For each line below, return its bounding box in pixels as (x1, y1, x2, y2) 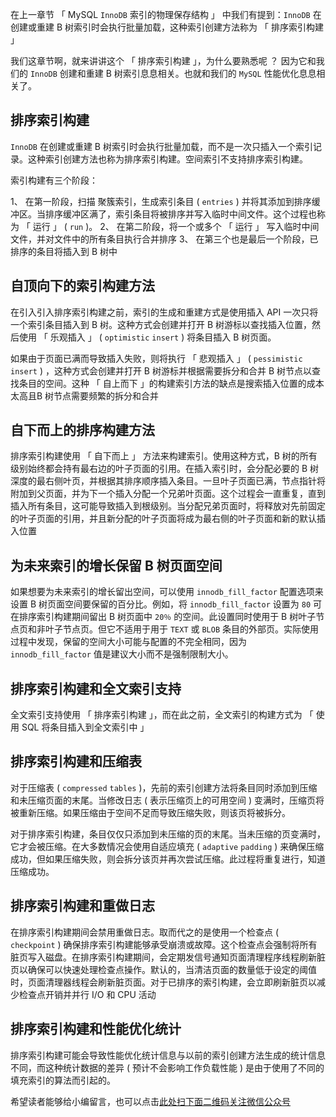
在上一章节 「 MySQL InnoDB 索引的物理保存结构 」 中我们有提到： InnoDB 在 (10, 9, 322, 20)
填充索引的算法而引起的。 (10, 1074, 116, 1086)
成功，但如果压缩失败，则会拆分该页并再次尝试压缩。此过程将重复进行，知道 (10, 853, 326, 865)
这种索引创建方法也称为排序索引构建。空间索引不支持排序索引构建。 (27, 153, 308, 165)
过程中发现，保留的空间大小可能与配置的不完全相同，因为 (10, 636, 247, 648)
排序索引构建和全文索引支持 (10, 680, 182, 697)
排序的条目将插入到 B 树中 (10, 245, 118, 257)
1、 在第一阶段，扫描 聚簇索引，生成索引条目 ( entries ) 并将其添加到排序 (10, 195, 312, 207)
